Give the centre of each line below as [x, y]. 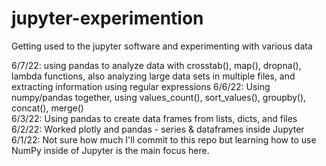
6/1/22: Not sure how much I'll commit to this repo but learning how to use [164, 139]
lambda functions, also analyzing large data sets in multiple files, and [153, 76]
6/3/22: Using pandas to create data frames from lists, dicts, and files [154, 118]
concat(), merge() [47, 108]
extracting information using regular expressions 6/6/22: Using [141, 86]
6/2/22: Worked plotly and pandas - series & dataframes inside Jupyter [158, 129]
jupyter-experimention [107, 18]
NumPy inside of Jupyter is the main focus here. [110, 150]
